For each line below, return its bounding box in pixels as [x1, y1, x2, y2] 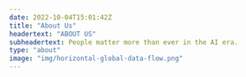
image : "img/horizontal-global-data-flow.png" [9, 54, 183, 63]
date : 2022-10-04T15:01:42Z [9, 12, 113, 22]
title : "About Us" [9, 21, 77, 30]
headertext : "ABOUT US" [9, 29, 97, 38]
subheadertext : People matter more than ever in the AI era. [9, 37, 239, 47]
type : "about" [9, 46, 62, 55]
